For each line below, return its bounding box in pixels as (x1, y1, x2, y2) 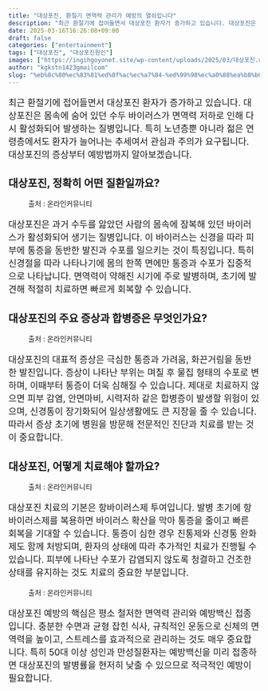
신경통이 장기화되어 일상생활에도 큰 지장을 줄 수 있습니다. (30, 406, 257, 417)
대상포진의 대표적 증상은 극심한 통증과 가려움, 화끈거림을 (8, 354, 233, 365)
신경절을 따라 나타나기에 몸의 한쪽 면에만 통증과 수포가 (8, 258, 225, 270)
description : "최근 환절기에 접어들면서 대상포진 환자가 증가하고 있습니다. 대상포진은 (8, 19, 257, 27)
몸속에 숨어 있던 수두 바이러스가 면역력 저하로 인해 (43, 109, 244, 121)
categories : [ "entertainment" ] (8, 41, 112, 49)
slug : (8, 71, 26, 79)
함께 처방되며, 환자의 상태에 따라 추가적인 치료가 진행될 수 (27, 541, 257, 553)
